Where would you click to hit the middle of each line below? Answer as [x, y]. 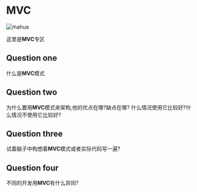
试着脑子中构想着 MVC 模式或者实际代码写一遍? [63, 149]
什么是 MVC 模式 [26, 73]
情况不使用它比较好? [36, 115]
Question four [32, 168]
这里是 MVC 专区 [26, 39]
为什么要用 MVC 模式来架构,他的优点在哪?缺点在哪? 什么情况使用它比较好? [96, 107]
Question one [32, 58]
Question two [32, 92]
